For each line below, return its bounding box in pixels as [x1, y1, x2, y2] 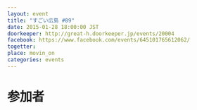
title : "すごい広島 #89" [7, 17, 75, 24]
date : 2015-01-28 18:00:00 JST [7, 23, 99, 30]
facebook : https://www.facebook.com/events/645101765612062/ [7, 37, 191, 44]
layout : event [7, 10, 49, 18]
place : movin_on [7, 50, 55, 57]
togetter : [7, 43, 37, 50]
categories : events [7, 56, 65, 63]
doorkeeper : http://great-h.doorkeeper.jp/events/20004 [7, 30, 174, 37]
